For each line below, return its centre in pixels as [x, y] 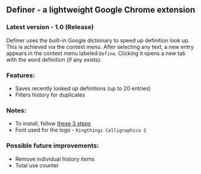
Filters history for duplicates [50, 95]
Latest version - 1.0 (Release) [50, 27]
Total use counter [37, 165]
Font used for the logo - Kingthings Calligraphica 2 [81, 130]
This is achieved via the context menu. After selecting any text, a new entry [100, 47]
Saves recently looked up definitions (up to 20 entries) [83, 88]
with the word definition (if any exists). [54, 59]
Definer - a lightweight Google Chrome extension [101, 10]
